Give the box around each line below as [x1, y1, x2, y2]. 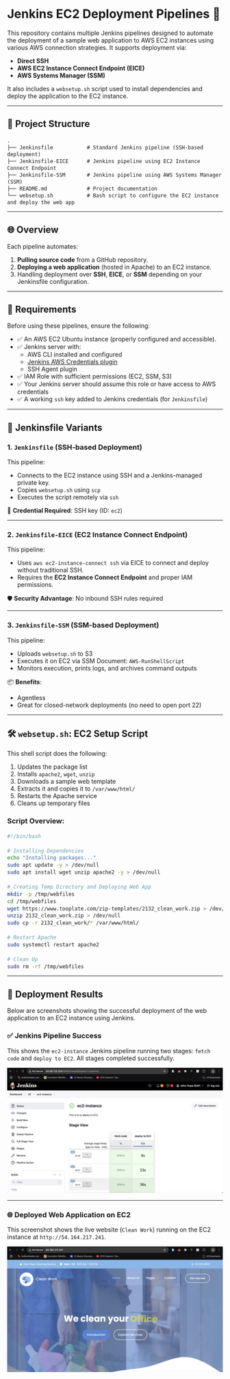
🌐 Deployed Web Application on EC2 [7, 1210, 131, 1219]
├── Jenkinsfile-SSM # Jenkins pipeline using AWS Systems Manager [7, 171, 222, 178]
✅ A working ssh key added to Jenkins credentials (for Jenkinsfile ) [16, 395, 208, 403]
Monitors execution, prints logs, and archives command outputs [16, 664, 197, 672]
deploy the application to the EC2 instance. [7, 92, 129, 100]
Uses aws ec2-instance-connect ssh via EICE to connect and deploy [16, 559, 209, 567]
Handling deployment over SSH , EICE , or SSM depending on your [16, 270, 203, 278]
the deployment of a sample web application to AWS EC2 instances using [7, 36, 214, 44]
